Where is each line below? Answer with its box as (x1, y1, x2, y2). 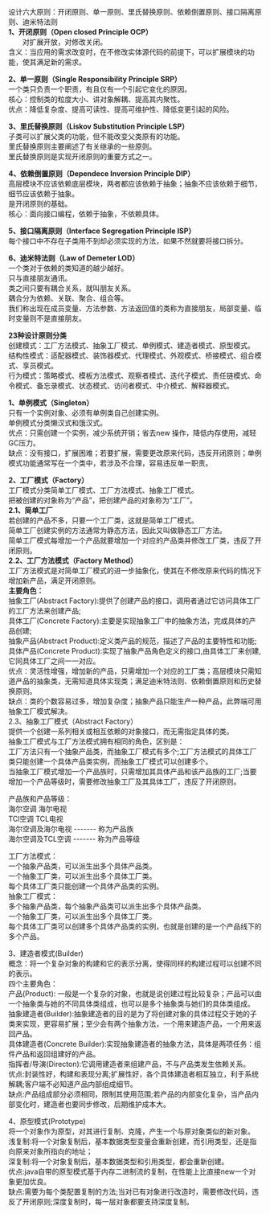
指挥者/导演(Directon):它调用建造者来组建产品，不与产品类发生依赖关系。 (8, 1060, 251, 1068)
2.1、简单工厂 (8, 506, 54, 515)
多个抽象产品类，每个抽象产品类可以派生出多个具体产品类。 (8, 901, 206, 911)
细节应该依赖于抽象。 (8, 189, 79, 199)
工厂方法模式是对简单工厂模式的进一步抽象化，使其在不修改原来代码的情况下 (8, 566, 262, 575)
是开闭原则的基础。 (8, 199, 72, 208)
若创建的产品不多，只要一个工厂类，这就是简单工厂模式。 (8, 515, 198, 525)
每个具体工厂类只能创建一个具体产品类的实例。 (8, 881, 163, 891)
